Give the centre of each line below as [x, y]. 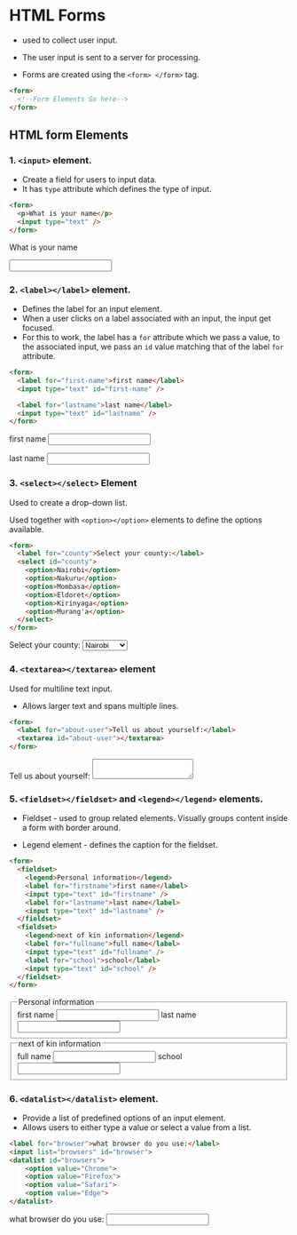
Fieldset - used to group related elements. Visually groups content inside [155, 818]
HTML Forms [58, 16]
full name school [100, 1056]
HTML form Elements [69, 135]
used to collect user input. [70, 40]
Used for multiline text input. [61, 689]
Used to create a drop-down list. [68, 502]
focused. [38, 328]
